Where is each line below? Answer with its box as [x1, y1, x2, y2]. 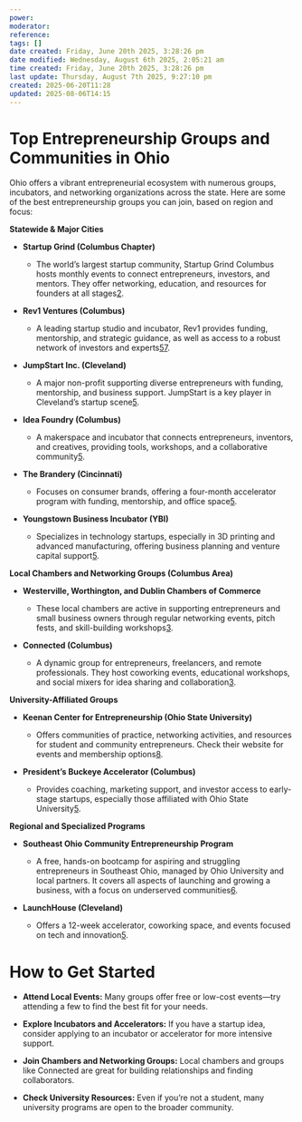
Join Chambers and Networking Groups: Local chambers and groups [22, 1056, 285, 1067]
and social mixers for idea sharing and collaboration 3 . [35, 677, 237, 688]
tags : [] [9, 38, 42, 48]
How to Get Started [9, 961, 156, 982]
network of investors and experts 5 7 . [35, 342, 170, 354]
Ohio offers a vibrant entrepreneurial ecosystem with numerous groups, [9, 178, 277, 189]
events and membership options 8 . [35, 749, 164, 760]
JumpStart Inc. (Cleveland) [22, 360, 127, 371]
